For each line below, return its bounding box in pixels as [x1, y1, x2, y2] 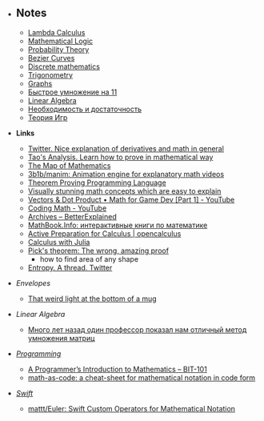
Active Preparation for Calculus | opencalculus [27, 228, 182, 239]
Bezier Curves [27, 53, 75, 62]
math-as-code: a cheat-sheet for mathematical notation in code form [27, 372, 256, 383]
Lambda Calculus [27, 27, 86, 37]
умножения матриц [27, 333, 95, 343]
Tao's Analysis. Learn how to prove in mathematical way [27, 152, 214, 162]
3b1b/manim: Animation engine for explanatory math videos [27, 169, 225, 178]
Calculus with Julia [27, 237, 90, 247]
